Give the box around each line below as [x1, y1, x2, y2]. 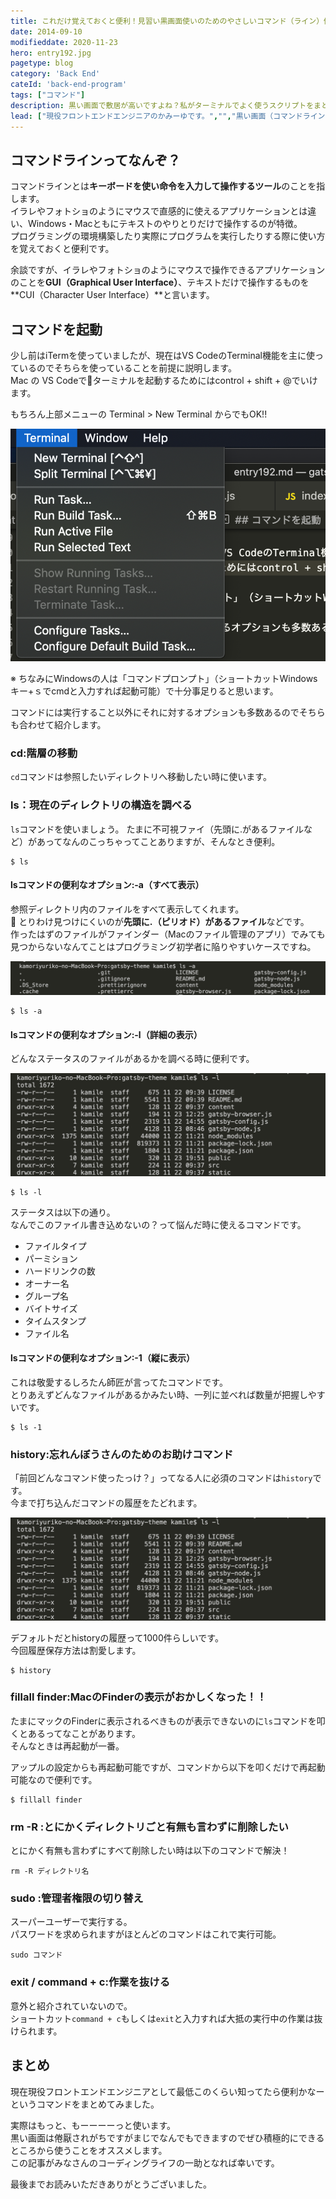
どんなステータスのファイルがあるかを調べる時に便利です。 [10, 1053, 255, 1065]
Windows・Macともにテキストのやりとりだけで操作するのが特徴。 [27, 218, 303, 230]
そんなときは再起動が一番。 [10, 1740, 125, 1752]
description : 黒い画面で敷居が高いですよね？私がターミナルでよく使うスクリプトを [10, 100, 315, 110]
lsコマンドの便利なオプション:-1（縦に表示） [10, 1352, 195, 1364]
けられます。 [10, 2025, 63, 2037]
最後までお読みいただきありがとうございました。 [10, 2178, 212, 2190]
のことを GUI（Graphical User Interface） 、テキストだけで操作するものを [10, 276, 310, 289]
